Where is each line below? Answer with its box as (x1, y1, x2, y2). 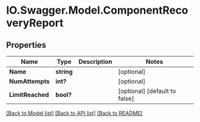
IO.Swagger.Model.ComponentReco (6, 4, 189, 17)
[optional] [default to (118, 87, 176, 95)
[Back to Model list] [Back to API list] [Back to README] (6, 110, 143, 117)
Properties (6, 40, 46, 50)
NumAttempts (9, 77, 50, 85)
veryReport (6, 16, 64, 30)
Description (78, 58, 112, 65)
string (55, 68, 73, 76)
